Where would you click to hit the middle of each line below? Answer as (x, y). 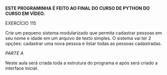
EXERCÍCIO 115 (21, 23)
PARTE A (14, 53)
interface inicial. (22, 68)
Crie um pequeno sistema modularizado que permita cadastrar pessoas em (84, 33)
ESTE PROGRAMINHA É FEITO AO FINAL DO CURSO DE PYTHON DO (77, 8)
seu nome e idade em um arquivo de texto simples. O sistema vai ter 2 (78, 38)
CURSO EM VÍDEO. (25, 13)
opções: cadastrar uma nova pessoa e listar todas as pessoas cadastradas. (84, 43)
